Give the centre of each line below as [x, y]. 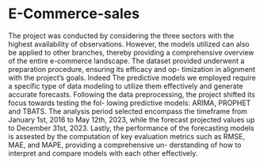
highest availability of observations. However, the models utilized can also [129, 43]
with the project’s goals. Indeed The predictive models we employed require [132, 77]
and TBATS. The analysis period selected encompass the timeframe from [128, 111]
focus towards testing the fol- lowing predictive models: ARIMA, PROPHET [130, 103]
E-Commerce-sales [74, 14]
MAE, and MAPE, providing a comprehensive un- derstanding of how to [125, 145]
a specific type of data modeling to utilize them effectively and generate [126, 86]
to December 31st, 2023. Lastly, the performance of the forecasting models [131, 128]
